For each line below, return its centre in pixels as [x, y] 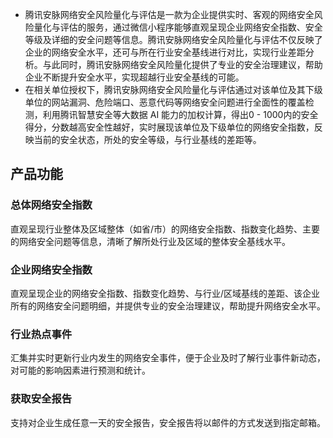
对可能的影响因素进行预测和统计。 [80, 370]
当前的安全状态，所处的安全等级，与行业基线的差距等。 [147, 139]
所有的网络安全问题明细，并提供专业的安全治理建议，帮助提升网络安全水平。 [168, 305]
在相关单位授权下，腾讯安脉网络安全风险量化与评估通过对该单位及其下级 [173, 89]
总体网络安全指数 [51, 205]
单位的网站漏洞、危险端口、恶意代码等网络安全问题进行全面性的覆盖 [165, 102]
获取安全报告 [41, 399]
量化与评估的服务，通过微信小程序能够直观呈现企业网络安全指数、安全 [178, 27]
